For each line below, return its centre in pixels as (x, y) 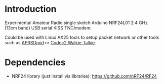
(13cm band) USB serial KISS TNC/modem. (48, 28)
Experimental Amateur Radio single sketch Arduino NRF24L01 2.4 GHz (76, 23)
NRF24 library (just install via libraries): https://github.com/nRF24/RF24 (84, 76)
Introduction (31, 9)
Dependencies (35, 63)
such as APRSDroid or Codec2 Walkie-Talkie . (51, 42)
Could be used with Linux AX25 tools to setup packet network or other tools (82, 37)
